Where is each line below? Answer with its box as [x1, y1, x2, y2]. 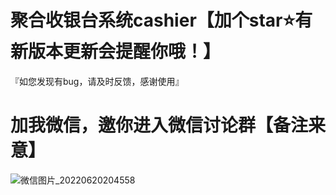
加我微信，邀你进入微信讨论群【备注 [10, 114, 309, 137]
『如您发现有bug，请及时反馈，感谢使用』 [10, 75, 185, 87]
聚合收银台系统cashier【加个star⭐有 [10, 9, 313, 32]
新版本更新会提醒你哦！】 [10, 41, 222, 63]
